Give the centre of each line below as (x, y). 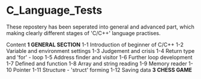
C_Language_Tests (54, 10)
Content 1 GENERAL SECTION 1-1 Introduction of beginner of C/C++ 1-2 (95, 45)
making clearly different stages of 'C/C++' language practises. (83, 33)
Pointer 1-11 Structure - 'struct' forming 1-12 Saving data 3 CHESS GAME (102, 69)
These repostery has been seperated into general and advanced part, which (100, 27)
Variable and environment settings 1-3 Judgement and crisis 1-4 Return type (100, 50)
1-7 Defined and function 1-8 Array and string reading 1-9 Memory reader (97, 64)
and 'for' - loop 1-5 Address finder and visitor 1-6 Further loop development (100, 57)
